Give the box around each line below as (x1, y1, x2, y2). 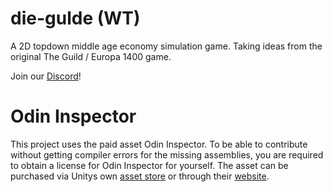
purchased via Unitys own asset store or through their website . (10, 170, 270, 182)
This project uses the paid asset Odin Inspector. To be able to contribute (10, 138, 308, 150)
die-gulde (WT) (10, 7, 141, 30)
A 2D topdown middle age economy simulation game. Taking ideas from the (10, 40, 323, 52)
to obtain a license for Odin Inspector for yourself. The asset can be (10, 159, 289, 171)
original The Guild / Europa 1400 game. (10, 50, 172, 62)
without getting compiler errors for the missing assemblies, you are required (10, 148, 324, 161)
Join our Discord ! (10, 70, 82, 82)
